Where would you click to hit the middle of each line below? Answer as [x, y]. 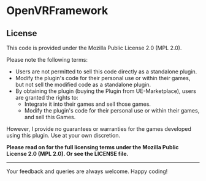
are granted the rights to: [47, 98]
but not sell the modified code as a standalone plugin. [83, 84]
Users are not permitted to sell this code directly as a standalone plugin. [106, 72]
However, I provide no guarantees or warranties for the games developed [99, 129]
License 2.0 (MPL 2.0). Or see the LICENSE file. [67, 154]
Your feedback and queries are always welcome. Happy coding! [87, 171]
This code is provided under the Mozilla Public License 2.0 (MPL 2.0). [94, 48]
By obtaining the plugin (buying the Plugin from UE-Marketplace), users [105, 91]
